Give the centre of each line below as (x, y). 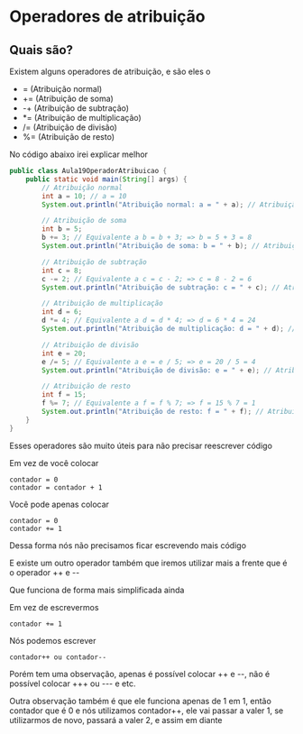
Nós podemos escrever (53, 640)
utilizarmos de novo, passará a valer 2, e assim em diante (116, 720)
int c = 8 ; (62, 271)
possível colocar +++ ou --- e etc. (73, 684)
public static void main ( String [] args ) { (106, 179)
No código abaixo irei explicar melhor (79, 154)
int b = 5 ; (62, 229)
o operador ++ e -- (45, 572)
